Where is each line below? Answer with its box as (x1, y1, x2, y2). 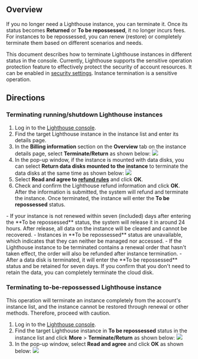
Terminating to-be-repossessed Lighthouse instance (6, 283, 162, 292)
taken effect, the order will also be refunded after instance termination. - (6, 250, 182, 257)
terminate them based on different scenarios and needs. (6, 39, 143, 46)
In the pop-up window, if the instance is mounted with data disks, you (14, 156, 184, 163)
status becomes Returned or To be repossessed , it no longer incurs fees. (6, 27, 186, 34)
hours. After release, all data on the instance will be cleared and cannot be (6, 224, 187, 232)
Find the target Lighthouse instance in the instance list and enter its (14, 130, 179, 138)
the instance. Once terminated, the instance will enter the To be (14, 194, 170, 201)
